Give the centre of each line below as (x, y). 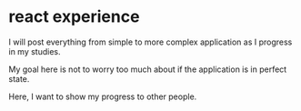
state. (19, 78)
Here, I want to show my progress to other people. (103, 96)
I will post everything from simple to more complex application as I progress (150, 42)
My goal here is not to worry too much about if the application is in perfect (148, 69)
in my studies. (35, 51)
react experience (74, 17)
